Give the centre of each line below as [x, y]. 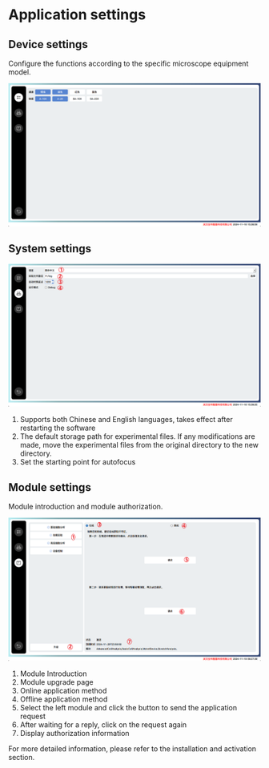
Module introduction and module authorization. [86, 507]
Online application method [63, 690]
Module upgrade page [56, 682]
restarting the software [58, 428]
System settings [50, 249]
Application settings [77, 15]
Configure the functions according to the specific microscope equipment [128, 63]
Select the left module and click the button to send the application [128, 707]
